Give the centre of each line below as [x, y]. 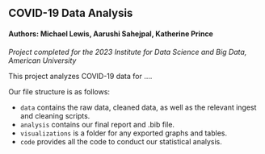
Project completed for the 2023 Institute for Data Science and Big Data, [128, 52]
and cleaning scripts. [55, 115]
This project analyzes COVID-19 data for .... [80, 76]
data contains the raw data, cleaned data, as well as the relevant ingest [138, 107]
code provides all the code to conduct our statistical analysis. [121, 141]
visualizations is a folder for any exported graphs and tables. [124, 133]
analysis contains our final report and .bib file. [97, 124]
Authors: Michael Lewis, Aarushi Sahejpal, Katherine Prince [111, 33]
